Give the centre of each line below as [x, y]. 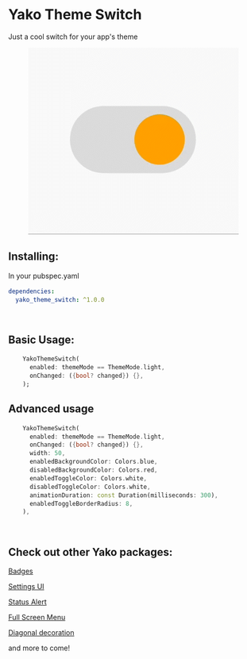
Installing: [34, 257]
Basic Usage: [41, 339]
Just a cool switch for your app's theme [73, 37]
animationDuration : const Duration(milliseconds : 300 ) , [123, 495]
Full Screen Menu [37, 618]
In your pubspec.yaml [44, 276]
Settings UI [27, 587]
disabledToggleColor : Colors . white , [90, 487]
